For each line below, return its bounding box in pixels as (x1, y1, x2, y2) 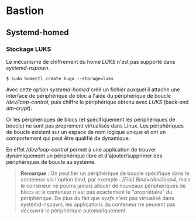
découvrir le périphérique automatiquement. (20, 207, 128, 214)
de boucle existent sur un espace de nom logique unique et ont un (6, 128, 166, 135)
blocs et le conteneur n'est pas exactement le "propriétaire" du (20, 188, 173, 195)
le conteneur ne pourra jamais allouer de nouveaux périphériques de (20, 182, 186, 189)
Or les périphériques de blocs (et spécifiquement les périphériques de (6, 116, 176, 123)
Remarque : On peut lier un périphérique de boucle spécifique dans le (20, 170, 190, 177)
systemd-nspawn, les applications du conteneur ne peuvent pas (20, 201, 176, 208)
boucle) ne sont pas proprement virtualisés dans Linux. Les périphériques (6, 122, 184, 129)
